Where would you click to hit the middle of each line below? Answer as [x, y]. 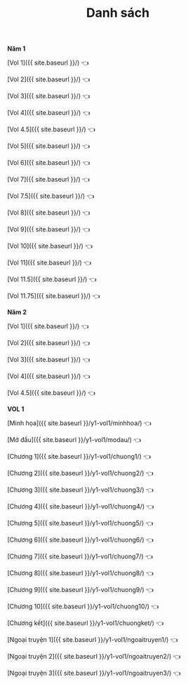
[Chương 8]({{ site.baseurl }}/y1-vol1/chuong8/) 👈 [81, 573]
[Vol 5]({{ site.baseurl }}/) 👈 [48, 146]
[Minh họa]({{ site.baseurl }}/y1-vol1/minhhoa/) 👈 [80, 423]
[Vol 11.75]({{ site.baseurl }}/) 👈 [54, 296]
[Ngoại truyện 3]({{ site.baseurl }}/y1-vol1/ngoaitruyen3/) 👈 [94, 673]
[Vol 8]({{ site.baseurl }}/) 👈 [49, 213]
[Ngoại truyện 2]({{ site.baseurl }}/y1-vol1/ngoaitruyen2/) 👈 [94, 657]
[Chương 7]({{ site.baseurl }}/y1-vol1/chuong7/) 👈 [80, 556]
